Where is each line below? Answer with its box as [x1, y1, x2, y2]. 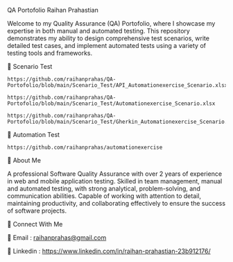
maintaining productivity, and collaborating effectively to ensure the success [7, 199, 226, 207]
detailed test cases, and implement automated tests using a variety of [7, 42, 207, 49]
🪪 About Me [7, 156, 42, 164]
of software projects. [7, 206, 67, 215]
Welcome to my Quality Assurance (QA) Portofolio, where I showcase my [7, 19, 216, 27]
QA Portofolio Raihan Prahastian [7, 6, 98, 14]
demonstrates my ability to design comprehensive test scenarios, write [7, 34, 210, 42]
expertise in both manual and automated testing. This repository [7, 27, 191, 35]
